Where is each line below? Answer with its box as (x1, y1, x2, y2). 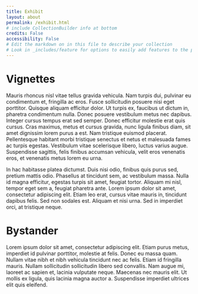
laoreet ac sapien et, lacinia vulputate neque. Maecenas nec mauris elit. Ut (6, 269, 187, 276)
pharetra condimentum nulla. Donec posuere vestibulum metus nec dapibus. (6, 110, 192, 118)
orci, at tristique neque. (6, 203, 63, 210)
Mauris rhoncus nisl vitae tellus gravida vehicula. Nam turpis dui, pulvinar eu (6, 92, 192, 99)
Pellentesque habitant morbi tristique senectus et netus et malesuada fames (6, 136, 191, 143)
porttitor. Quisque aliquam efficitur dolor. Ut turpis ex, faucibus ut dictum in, (6, 104, 190, 111)
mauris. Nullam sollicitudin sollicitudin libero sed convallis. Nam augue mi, (6, 262, 185, 269)
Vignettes (6, 72, 55, 85)
